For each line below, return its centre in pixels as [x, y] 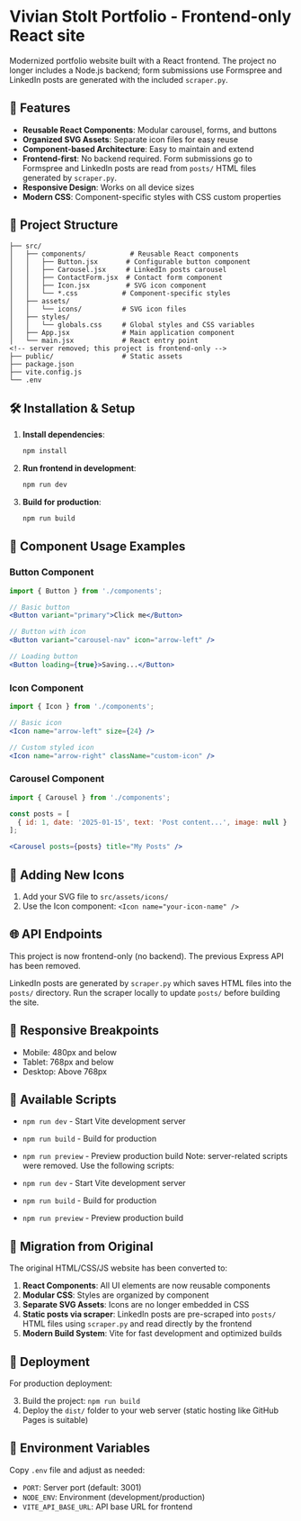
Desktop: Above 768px [65, 1071]
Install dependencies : [63, 435]
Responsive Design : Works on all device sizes [108, 187]
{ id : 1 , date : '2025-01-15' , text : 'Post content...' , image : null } [152, 822]
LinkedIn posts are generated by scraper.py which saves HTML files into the [150, 982]
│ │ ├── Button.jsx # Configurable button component [130, 262]
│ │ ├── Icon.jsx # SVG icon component [108, 285]
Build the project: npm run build [81, 1401]
